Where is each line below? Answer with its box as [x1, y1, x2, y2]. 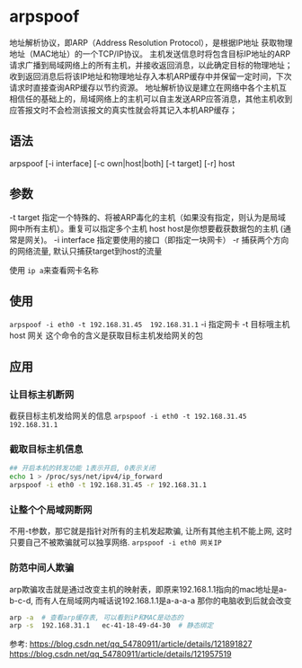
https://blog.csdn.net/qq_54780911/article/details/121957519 [9, 649, 232, 660]
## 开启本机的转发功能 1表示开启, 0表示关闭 [9, 464, 155, 473]
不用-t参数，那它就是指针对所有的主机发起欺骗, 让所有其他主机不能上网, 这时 [9, 526, 292, 537]
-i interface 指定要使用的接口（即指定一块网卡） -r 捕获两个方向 [53, 234, 289, 245]
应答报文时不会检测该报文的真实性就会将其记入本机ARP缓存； [9, 104, 238, 115]
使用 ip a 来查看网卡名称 [9, 264, 99, 275]
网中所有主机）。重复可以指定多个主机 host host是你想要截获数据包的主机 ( [9, 223, 284, 234]
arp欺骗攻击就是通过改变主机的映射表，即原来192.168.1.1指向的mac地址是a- [9, 583, 288, 594]
